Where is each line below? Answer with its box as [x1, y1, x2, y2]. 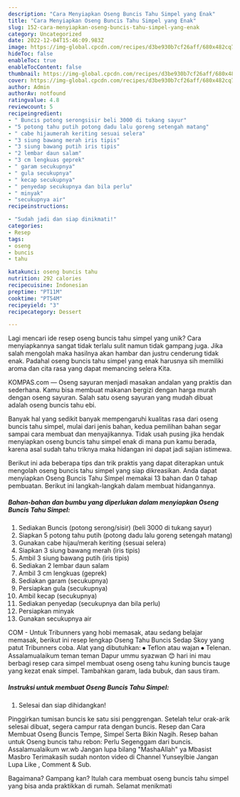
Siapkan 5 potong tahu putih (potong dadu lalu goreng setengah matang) [18, 531, 233, 539]
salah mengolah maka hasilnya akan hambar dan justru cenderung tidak [8, 349, 219, 357]
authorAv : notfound [8, 90, 66, 97]
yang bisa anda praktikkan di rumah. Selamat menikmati [8, 782, 172, 791]
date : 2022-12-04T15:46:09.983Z [8, 37, 104, 44]
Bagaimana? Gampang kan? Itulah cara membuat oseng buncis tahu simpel [8, 774, 229, 783]
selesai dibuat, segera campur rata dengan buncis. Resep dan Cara [8, 722, 206, 731]
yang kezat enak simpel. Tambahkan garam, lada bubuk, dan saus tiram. [8, 666, 220, 675]
